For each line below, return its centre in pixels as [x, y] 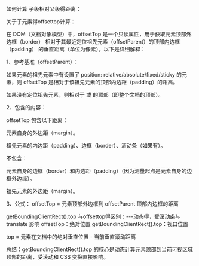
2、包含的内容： [26, 107]
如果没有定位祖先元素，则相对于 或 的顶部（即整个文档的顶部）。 [85, 95]
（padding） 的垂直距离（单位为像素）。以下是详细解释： [76, 49]
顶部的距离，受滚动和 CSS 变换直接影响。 [58, 257]
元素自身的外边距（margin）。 [42, 133]
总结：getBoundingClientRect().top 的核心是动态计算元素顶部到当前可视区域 [99, 249]
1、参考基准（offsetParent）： [42, 62]
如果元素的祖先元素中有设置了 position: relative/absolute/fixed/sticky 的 [94, 74]
